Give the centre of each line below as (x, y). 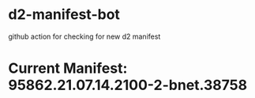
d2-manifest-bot (64, 15)
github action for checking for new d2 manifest (84, 36)
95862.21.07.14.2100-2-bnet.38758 (127, 85)
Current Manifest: (68, 68)
